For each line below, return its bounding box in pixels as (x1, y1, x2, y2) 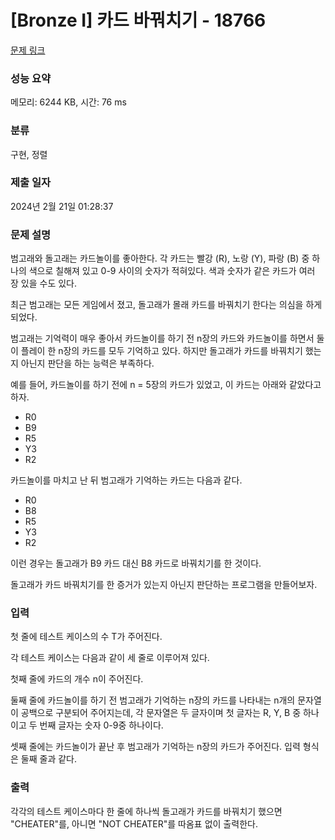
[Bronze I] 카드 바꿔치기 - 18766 (10, 9, 267, 32)
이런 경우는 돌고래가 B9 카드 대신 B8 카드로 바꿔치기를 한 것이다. (10, 557, 262, 570)
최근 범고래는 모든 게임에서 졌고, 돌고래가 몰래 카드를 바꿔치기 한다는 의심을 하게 (10, 299, 323, 311)
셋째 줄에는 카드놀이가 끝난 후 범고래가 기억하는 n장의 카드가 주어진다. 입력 (10, 741, 301, 753)
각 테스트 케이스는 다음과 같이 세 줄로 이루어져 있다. (10, 652, 210, 664)
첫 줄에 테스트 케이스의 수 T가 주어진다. (10, 631, 163, 643)
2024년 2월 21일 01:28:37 (10, 200, 114, 212)
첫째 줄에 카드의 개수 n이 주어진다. (10, 673, 144, 685)
